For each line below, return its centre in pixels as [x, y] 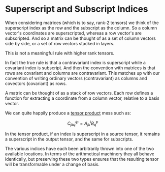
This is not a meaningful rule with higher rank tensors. [60, 53]
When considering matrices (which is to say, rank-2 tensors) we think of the [82, 23]
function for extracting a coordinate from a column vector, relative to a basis [82, 98]
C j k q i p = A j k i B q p [83, 123]
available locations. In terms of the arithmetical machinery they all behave [80, 154]
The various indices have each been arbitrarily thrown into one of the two [80, 149]
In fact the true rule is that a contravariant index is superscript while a [76, 62]
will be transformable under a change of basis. [52, 164]
